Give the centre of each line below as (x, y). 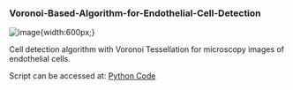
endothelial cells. (40, 59)
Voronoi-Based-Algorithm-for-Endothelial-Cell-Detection (135, 13)
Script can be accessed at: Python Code (83, 76)
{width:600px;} (68, 33)
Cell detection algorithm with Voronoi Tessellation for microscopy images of (147, 49)
